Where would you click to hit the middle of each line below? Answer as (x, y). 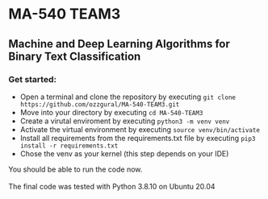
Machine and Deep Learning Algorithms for (119, 44)
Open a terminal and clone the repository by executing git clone (128, 97)
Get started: (32, 79)
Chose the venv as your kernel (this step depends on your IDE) (124, 153)
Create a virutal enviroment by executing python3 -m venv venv (125, 121)
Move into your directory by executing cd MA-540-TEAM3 (111, 112)
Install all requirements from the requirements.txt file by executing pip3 (138, 138)
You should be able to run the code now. (75, 169)
